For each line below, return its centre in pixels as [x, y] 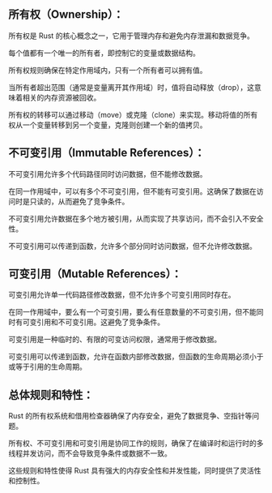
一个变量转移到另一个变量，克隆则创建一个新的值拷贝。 [115, 125]
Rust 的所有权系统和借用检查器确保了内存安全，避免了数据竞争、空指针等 [130, 416]
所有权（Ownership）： [66, 15]
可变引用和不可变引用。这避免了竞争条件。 [93, 322]
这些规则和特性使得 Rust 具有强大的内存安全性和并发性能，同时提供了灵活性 [135, 471]
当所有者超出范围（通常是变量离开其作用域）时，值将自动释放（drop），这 [132, 87]
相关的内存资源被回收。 [62, 97]
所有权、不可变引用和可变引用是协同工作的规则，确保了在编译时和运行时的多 [136, 444]
